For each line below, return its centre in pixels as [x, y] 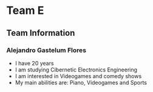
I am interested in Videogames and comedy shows [78, 76]
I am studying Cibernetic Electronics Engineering [76, 70]
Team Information [41, 33]
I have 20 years [34, 63]
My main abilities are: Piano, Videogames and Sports [81, 82]
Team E [25, 11]
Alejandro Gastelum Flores [46, 50]
